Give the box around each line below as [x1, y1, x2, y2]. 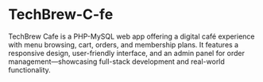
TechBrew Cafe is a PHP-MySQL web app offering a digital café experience [8, 32, 256, 41]
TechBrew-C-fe [8, 6, 114, 24]
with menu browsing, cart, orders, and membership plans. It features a [8, 39, 239, 49]
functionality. [8, 65, 52, 74]
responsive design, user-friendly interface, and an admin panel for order [8, 48, 245, 58]
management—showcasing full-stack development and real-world [8, 57, 225, 66]
